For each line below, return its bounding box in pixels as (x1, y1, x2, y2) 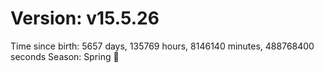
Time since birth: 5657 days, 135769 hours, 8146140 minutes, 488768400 (10, 40, 315, 52)
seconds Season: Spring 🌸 (10, 50, 120, 62)
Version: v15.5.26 (10, 7, 160, 30)
